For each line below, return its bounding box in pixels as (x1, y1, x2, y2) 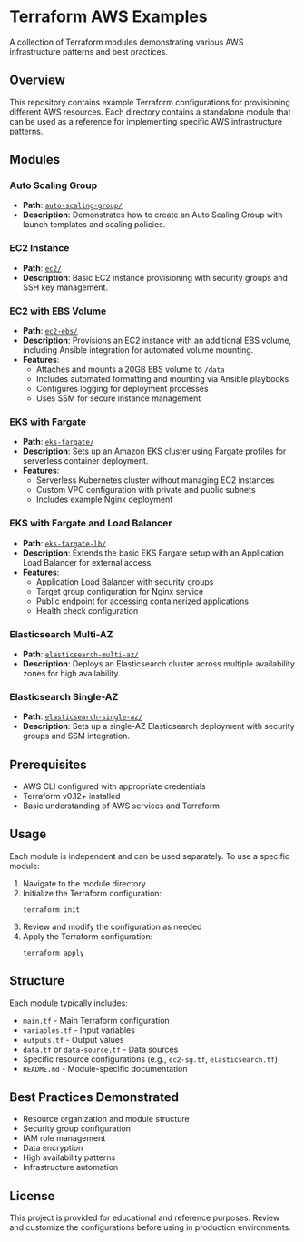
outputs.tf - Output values (22, 1034, 124, 1045)
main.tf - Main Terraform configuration (22, 1015, 170, 1026)
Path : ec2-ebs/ (22, 326, 78, 336)
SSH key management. (22, 282, 109, 293)
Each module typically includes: (9, 997, 129, 1008)
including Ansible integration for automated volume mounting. (22, 345, 254, 356)
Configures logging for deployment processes (35, 384, 209, 395)
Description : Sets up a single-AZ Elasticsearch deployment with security (22, 721, 295, 732)
